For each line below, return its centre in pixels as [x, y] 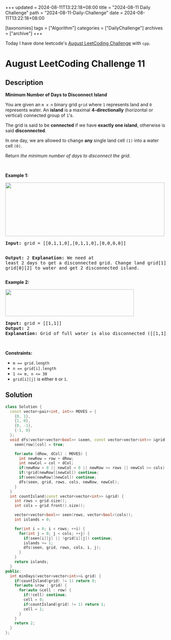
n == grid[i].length [34, 369]
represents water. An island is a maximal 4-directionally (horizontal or [79, 110]
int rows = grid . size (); [41, 501]
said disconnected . [26, 131]
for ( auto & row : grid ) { [41, 586]
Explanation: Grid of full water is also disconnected [75, 333]
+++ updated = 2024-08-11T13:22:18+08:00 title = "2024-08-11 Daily [78, 7]
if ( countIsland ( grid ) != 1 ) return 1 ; [65, 604]
